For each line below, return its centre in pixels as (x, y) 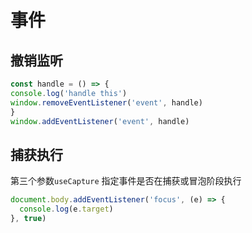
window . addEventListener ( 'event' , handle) (100, 121)
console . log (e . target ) (66, 209)
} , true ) (28, 218)
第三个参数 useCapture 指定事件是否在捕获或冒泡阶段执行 (126, 181)
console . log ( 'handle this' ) (69, 93)
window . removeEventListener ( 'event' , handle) (106, 102)
